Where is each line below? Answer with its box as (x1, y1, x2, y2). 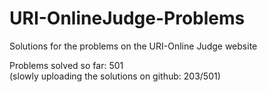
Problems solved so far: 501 (9, 59, 124, 71)
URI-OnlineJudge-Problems (9, 7, 246, 30)
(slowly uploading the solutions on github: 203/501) (9, 70, 221, 82)
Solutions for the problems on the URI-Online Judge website (9, 40, 258, 52)
